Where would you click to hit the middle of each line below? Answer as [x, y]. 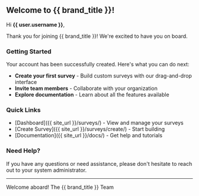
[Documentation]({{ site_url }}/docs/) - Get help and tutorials [89, 136]
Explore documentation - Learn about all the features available [92, 95]
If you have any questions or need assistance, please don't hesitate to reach [99, 163]
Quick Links [23, 110]
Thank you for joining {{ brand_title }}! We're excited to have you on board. [97, 36]
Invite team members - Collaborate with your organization [86, 88]
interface [26, 82]
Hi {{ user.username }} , [36, 24]
